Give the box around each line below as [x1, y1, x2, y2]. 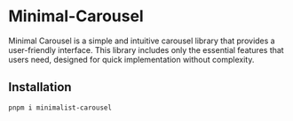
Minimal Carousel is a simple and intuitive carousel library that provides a [8, 35, 276, 46]
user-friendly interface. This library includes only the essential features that [8, 44, 285, 55]
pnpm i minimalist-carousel [8, 103, 113, 112]
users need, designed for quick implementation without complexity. [8, 54, 255, 64]
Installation [8, 79, 72, 95]
